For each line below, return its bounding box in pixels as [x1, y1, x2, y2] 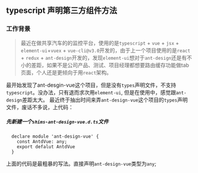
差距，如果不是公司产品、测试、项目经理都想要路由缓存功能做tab [31, 61, 189, 68]
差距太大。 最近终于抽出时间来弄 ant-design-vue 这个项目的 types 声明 [21, 96, 188, 103]
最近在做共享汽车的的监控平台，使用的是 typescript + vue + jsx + [20, 39, 179, 46]
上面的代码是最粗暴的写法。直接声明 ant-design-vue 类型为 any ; [6, 160, 157, 167]
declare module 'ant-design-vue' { [11, 133, 99, 139]
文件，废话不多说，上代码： [6, 103, 74, 110]
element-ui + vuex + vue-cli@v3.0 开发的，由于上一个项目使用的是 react [20, 47, 191, 54]
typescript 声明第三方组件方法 [6, 5, 117, 16]
